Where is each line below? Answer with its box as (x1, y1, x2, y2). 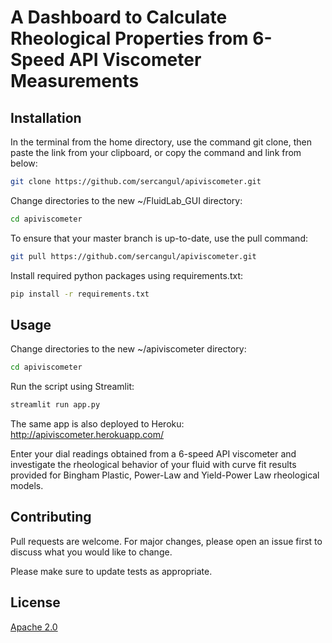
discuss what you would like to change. (10, 546, 173, 558)
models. (10, 480, 44, 492)
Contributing (10, 509, 92, 526)
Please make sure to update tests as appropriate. (10, 565, 213, 577)
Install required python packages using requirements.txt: (10, 269, 243, 281)
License (10, 594, 61, 611)
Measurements (10, 70, 140, 93)
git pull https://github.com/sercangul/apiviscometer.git (10, 251, 257, 261)
